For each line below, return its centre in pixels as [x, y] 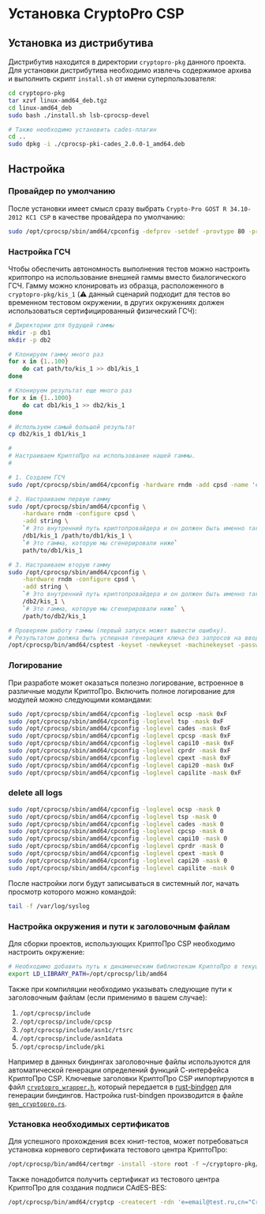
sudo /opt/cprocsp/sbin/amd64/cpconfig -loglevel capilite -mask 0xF [125, 773]
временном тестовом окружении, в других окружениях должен [116, 302]
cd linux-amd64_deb [40, 107]
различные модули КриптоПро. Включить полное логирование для [121, 691]
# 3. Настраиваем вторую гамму [60, 565]
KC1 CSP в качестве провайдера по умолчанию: [105, 217]
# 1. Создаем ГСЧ [37, 477]
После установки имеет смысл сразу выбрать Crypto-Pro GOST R [118, 208]
